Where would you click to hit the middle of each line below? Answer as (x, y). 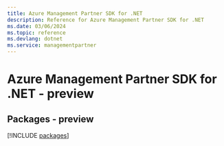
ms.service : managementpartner (52, 45)
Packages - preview (51, 119)
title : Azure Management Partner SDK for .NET (75, 13)
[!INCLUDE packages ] (38, 135)
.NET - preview (51, 94)
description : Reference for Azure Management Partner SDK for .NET (106, 20)
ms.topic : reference (37, 33)
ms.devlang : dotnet (35, 39)
